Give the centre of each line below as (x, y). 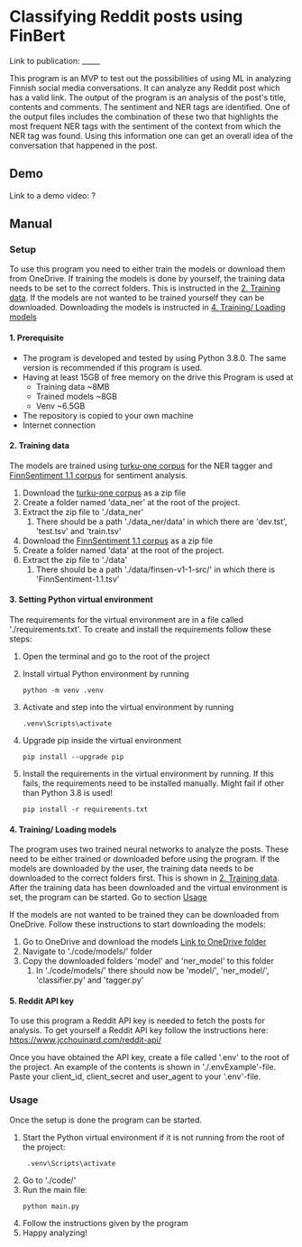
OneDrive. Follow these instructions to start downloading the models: (137, 924)
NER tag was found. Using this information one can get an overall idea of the (151, 135)
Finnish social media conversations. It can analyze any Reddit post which (145, 88)
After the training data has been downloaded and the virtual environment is (149, 888)
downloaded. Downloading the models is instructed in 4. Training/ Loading (147, 308)
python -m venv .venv (63, 691)
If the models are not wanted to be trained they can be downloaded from (144, 915)
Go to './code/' (49, 1180)
